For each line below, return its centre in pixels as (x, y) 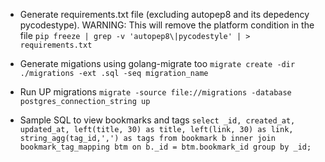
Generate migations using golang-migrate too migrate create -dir (157, 63)
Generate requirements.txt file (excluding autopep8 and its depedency (164, 14)
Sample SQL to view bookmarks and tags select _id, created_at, (157, 120)
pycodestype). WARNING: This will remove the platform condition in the (167, 25)
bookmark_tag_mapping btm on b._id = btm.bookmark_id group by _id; (165, 147)
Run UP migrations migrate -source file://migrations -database (155, 92)
